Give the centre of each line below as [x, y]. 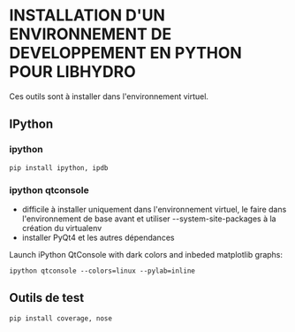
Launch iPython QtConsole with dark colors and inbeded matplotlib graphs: [146, 254]
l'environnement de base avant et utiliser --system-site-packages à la [149, 219]
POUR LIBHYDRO [73, 72]
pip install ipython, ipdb [59, 168]
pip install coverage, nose [61, 318]
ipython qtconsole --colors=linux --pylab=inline [102, 271]
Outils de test [47, 298]
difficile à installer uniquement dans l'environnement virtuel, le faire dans [154, 209]
